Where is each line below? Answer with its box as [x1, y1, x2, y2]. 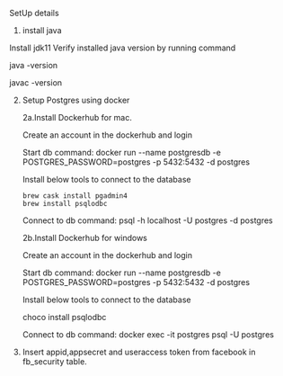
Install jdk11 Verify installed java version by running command [9, 42, 236, 53]
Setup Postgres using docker [22, 94, 130, 105]
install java [22, 25, 62, 35]
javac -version [9, 77, 63, 88]
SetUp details [9, 8, 60, 18]
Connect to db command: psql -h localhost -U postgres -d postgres [22, 215, 273, 226]
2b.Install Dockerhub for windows [22, 233, 148, 243]
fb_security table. [22, 356, 87, 367]
